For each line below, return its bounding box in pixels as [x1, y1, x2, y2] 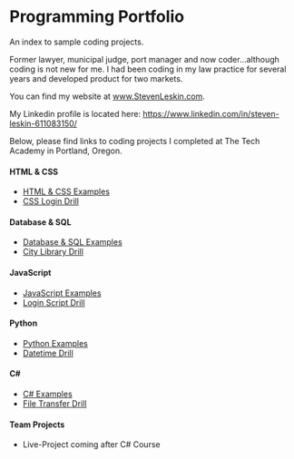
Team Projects [9, 419, 65, 430]
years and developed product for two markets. [9, 73, 183, 83]
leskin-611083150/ [9, 118, 77, 129]
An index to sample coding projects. [9, 36, 144, 47]
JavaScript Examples [22, 288, 102, 298]
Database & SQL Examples [22, 237, 122, 248]
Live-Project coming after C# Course [22, 439, 161, 450]
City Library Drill [22, 247, 84, 258]
